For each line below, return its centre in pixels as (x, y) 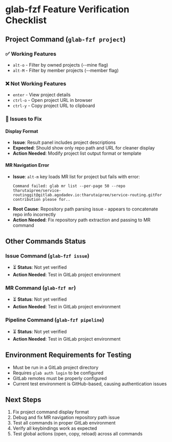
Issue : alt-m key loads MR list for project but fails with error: (76, 176)
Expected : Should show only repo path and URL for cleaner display (84, 148)
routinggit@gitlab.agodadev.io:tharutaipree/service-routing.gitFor (87, 195)
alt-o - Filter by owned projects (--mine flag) (60, 65)
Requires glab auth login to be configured (58, 373)
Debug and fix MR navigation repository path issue (66, 417)
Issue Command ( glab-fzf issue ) (47, 256)
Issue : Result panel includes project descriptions (64, 142)
